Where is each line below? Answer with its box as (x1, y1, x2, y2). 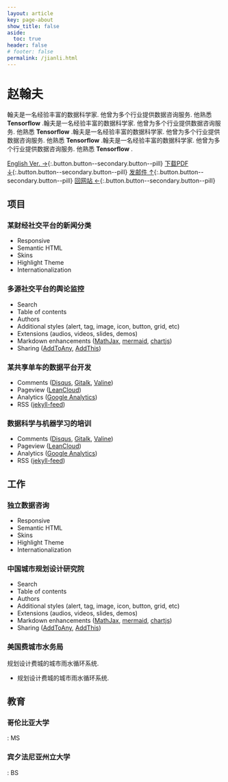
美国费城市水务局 (7, 642, 64, 652)
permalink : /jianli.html (7, 55, 78, 62)
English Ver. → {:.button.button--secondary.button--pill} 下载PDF (7, 159, 189, 167)
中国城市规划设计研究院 (7, 564, 84, 573)
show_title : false (7, 23, 60, 29)
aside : (7, 29, 26, 36)
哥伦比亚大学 (7, 718, 50, 727)
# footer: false (7, 49, 53, 56)
